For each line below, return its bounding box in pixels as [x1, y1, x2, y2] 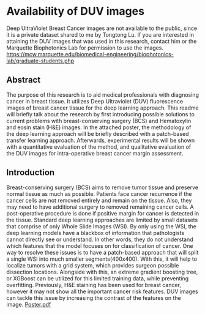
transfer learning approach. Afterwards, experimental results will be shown [6, 136, 195, 144]
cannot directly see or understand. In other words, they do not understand [6, 236, 194, 243]
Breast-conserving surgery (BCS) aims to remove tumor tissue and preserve [6, 184, 199, 191]
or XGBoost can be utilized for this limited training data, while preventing [6, 274, 189, 282]
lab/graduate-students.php [6, 57, 75, 64]
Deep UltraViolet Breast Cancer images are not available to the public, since [6, 24, 198, 32]
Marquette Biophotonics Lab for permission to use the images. [6, 44, 164, 51]
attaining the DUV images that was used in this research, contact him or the [6, 37, 197, 45]
